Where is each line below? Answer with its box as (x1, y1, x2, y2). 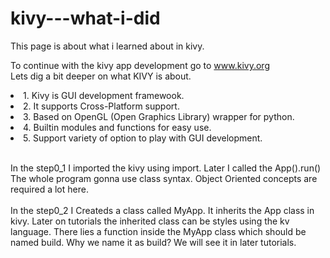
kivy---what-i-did (10, 7, 161, 30)
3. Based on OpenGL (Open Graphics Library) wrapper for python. (23, 110, 295, 122)
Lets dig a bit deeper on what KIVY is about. (10, 70, 192, 82)
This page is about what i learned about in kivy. (10, 40, 205, 52)
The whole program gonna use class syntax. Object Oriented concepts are (10, 172, 318, 184)
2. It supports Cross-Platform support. (23, 100, 180, 112)
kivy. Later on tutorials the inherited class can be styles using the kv (10, 215, 290, 227)
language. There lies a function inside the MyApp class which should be (10, 225, 307, 237)
